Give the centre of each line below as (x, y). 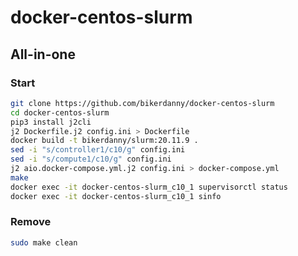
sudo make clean (44, 242)
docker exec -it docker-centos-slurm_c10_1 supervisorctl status (149, 187)
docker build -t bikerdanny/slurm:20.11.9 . (104, 141)
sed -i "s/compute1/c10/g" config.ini (91, 159)
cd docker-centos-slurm (60, 112)
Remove (31, 222)
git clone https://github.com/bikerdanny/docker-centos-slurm (142, 103)
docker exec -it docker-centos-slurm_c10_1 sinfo (116, 196)
